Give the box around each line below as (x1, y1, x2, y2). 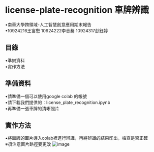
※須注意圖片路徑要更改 (5, 141, 51, 147)
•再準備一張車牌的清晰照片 (5, 105, 60, 111)
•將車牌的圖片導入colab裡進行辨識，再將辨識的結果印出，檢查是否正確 (5, 135, 149, 141)
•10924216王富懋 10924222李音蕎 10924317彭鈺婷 (5, 27, 108, 33)
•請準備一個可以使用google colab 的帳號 (5, 93, 87, 99)
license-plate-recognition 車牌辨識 (5, 4, 149, 16)
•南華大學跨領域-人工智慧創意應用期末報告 (5, 22, 92, 27)
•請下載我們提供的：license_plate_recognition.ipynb (5, 99, 111, 105)
